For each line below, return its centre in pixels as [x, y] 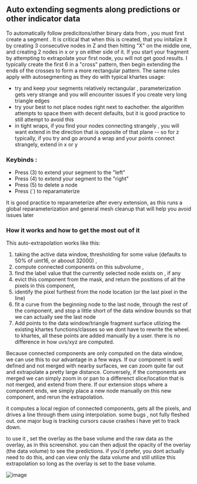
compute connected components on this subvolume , [79, 267]
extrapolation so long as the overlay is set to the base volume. [81, 463]
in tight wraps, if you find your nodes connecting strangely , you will [97, 125]
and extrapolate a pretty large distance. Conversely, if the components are [96, 372]
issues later [20, 215]
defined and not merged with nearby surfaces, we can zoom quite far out [95, 366]
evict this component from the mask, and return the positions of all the [100, 279]
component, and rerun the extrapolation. [55, 397]
